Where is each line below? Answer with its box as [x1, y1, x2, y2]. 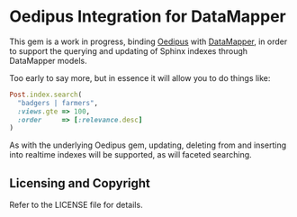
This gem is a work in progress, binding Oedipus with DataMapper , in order [9, 36, 288, 47]
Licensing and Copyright [9, 176, 151, 191]
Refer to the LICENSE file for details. [9, 200, 143, 211]
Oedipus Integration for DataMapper [9, 6, 286, 27]
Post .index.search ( [9, 90, 83, 99]
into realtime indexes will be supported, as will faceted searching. [9, 149, 252, 160]
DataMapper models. [9, 55, 87, 66]
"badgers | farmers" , [17, 98, 99, 107]
